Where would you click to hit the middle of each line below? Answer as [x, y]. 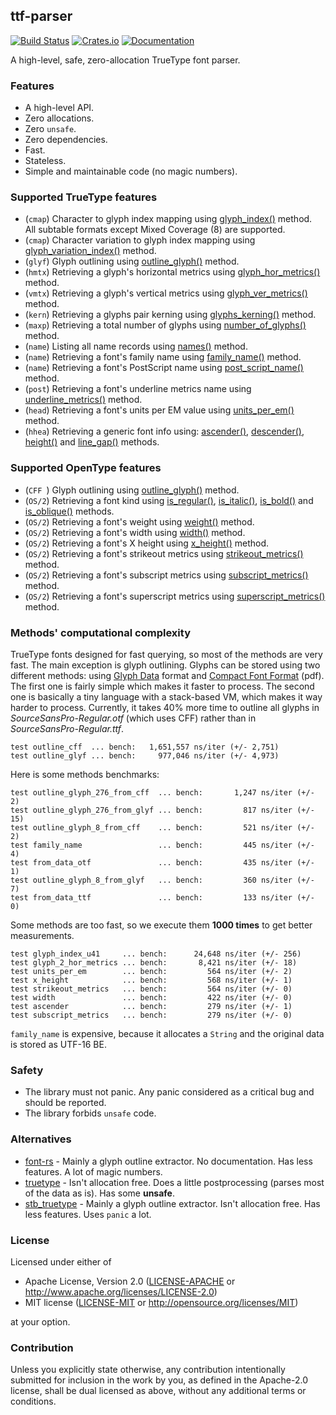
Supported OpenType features [86, 468]
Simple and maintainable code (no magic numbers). [131, 171]
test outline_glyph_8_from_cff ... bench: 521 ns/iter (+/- [162, 828]
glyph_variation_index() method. [90, 251]
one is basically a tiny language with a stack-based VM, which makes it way [166, 697]
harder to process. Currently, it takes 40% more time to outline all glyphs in [165, 707]
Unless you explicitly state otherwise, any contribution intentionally [148, 1370]
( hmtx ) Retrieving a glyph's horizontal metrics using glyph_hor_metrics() [172, 272]
